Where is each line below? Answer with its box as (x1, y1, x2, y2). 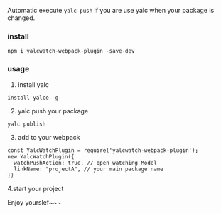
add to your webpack (17, 133, 80, 141)
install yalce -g (7, 94, 59, 101)
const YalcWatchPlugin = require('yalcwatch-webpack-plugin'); (7, 146, 199, 154)
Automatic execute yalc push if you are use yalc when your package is (7, 6, 215, 14)
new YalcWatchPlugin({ (7, 153, 75, 160)
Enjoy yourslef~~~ (7, 198, 62, 206)
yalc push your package (17, 106, 89, 115)
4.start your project (7, 184, 64, 193)
